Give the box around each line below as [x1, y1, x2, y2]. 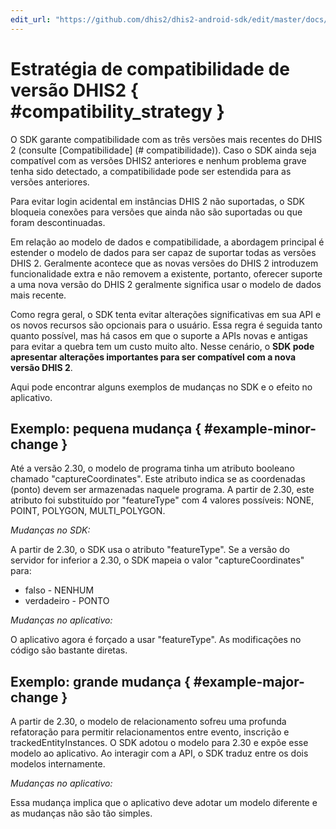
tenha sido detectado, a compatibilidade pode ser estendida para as [10, 165, 292, 177]
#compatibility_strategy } [10, 100, 225, 123]
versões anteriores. [10, 176, 90, 188]
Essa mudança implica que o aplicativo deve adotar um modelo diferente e [10, 797, 318, 809]
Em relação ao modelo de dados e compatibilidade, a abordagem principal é [10, 236, 325, 248]
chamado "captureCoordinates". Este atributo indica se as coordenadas [10, 473, 306, 485]
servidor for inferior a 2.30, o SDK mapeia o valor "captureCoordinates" [10, 554, 305, 566]
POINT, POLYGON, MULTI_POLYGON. [10, 505, 166, 517]
